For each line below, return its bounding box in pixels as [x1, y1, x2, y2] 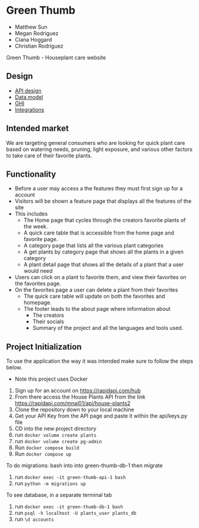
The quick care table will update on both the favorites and [23, 293, 165, 300]
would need [23, 267, 53, 274]
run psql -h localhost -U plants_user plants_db [14, 510, 137, 517]
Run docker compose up [14, 450, 71, 458]
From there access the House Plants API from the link [14, 393, 146, 400]
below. [6, 364, 23, 371]
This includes [14, 210, 48, 218]
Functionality [6, 169, 56, 179]
